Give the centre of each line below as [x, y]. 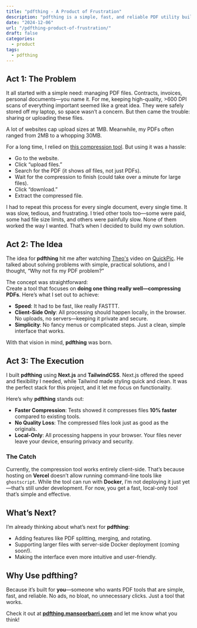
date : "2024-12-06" [30, 22]
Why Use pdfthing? [42, 575]
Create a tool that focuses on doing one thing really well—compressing [94, 289]
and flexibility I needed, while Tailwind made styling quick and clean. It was [97, 381]
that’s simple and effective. [39, 494]
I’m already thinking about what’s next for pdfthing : [68, 527]
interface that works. [40, 331]
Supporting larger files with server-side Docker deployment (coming [97, 545]
